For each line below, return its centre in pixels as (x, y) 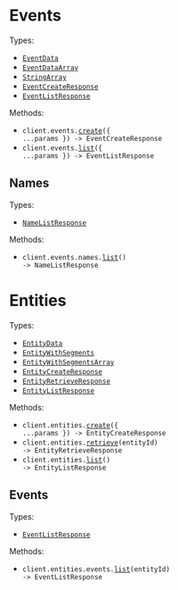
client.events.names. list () (74, 257)
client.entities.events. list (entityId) (96, 569)
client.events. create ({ (66, 130)
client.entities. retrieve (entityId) (90, 443)
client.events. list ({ (62, 148)
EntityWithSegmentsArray (68, 362)
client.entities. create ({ (70, 425)
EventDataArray (50, 68)
